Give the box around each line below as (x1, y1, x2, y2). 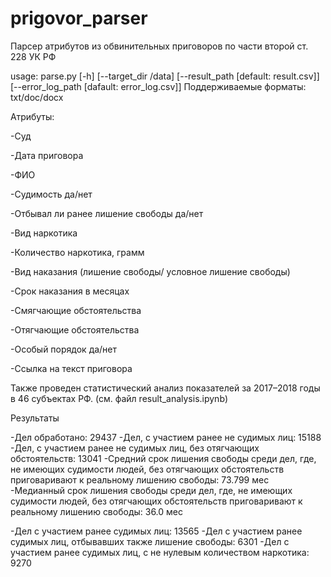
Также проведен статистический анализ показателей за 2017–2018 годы (10, 382, 321, 394)
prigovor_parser (10, 7, 148, 30)
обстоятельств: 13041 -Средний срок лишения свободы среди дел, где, (10, 452, 317, 464)
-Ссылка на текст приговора (10, 362, 133, 374)
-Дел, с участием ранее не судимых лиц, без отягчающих (10, 442, 260, 454)
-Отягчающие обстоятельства (10, 323, 140, 336)
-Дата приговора (10, 149, 84, 161)
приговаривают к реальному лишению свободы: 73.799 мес (10, 473, 270, 486)
